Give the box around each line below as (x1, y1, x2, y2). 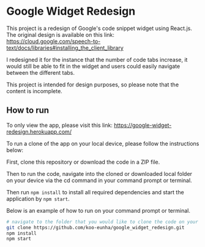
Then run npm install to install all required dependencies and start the (6, 188, 185, 196)
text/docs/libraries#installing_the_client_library (6, 44, 124, 51)
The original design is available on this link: (6, 31, 115, 38)
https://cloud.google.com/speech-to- (6, 37, 101, 45)
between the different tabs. (6, 69, 75, 76)
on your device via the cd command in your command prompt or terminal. (6, 177, 192, 184)
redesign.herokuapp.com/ (6, 127, 72, 135)
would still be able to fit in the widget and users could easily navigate (6, 63, 181, 70)
